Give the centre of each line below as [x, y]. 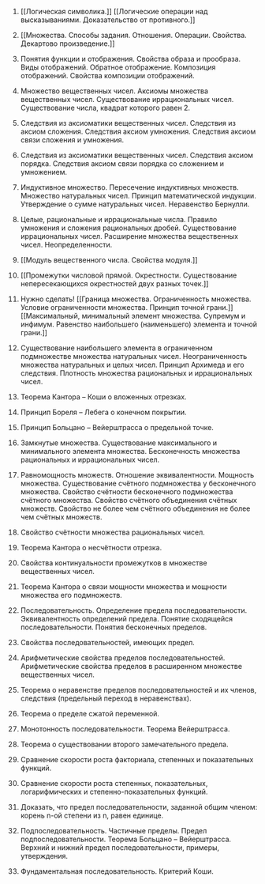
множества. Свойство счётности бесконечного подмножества [127, 492]
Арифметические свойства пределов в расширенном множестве [131, 666]
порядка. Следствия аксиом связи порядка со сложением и [122, 164]
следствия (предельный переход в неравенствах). [106, 698]
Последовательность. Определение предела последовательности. [134, 610]
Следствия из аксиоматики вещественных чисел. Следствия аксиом [137, 155]
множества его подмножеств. [71, 595]
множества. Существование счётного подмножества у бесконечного [138, 483]
